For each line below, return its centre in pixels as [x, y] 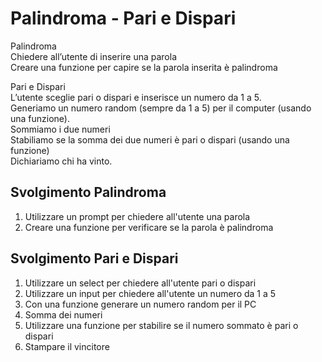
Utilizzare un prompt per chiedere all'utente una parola [137, 216]
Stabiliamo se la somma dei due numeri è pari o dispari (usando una [150, 139]
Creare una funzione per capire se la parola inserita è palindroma [144, 67]
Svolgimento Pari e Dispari [94, 258]
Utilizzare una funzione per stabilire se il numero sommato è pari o [161, 325]
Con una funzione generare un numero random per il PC [140, 304]
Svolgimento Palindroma [88, 192]
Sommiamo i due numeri [60, 129]
